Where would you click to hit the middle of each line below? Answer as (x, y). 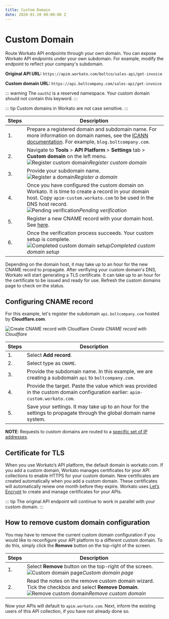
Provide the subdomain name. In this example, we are (90, 371)
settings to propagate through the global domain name (91, 413)
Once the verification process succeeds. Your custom (90, 233)
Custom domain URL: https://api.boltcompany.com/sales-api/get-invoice (83, 84)
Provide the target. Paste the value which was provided (92, 386)
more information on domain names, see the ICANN (88, 135)
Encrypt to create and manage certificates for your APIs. (64, 492)
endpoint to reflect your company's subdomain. (55, 64)
